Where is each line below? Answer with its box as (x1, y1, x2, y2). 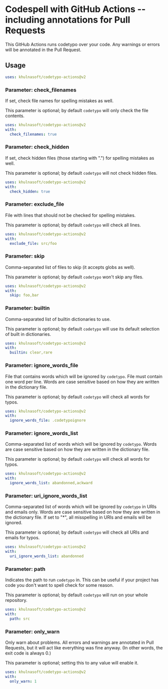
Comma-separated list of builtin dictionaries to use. (5, 316, 111, 322)
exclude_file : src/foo (9, 241, 57, 246)
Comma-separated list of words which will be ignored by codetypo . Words (5, 441, 157, 447)
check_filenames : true (9, 132, 57, 137)
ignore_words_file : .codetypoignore (9, 418, 86, 423)
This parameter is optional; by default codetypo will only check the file (5, 107, 148, 113)
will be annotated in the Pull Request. (5, 47, 81, 53)
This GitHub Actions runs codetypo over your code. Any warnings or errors (5, 41, 160, 47)
